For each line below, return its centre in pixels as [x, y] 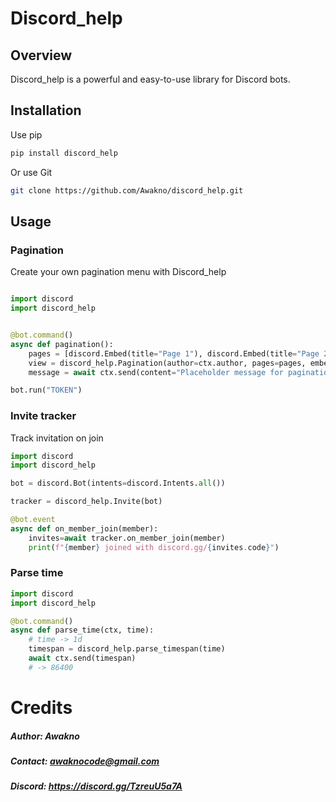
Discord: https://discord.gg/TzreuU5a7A [96, 786]
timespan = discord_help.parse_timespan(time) [127, 649]
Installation [46, 110]
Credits [41, 708]
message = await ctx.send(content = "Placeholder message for [156, 372]
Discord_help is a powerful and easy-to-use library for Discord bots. [150, 79]
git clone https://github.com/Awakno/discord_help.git [127, 190]
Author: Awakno [45, 736]
